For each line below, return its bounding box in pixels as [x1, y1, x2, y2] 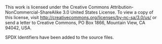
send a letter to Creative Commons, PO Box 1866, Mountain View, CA [5, 20, 146, 25]
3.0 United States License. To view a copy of [62, 9, 154, 15]
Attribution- [110, 4, 134, 10]
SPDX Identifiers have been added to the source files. [5, 34, 114, 40]
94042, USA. [5, 25, 32, 31]
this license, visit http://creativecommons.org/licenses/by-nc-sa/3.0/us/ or [5, 15, 157, 20]
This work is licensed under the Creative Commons [5, 4, 110, 10]
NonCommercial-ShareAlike [5, 9, 62, 15]
